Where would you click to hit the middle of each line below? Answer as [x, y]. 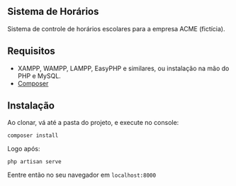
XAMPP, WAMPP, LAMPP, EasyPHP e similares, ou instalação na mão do [123, 68]
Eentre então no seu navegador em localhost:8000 [82, 175]
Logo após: [24, 149]
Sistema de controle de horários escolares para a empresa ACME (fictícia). [116, 28]
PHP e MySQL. [39, 76]
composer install [33, 136]
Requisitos [31, 51]
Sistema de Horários [53, 12]
